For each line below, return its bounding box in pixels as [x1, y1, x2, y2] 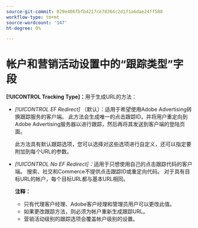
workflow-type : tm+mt [6, 14, 60, 20]
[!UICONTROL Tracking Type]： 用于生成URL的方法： [6, 93, 138, 101]
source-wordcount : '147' [6, 20, 68, 25]
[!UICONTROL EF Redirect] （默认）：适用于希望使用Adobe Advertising [14, 106, 187, 113]
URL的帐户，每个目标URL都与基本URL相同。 [20, 175, 129, 182]
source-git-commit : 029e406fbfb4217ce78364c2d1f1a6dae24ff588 [6, 8, 163, 15]
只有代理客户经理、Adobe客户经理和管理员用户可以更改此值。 [23, 201, 175, 208]
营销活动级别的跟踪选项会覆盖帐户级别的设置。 [23, 216, 138, 223]
